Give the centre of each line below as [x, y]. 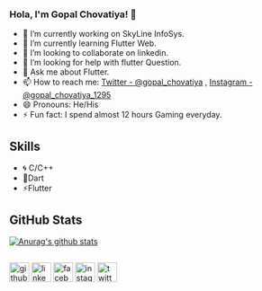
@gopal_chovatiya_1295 [67, 95]
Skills [25, 146]
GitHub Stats [46, 220]
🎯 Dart [33, 178]
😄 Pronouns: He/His [60, 105]
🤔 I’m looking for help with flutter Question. [102, 63]
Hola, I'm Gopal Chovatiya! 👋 [73, 14]
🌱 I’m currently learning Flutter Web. [89, 43]
